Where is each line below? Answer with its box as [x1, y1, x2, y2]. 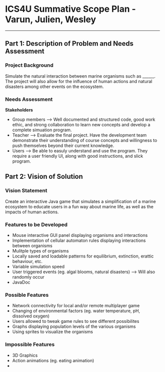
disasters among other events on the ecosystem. [5, 84, 104, 89]
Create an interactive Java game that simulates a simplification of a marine [5, 198, 156, 204]
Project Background [5, 62, 54, 69]
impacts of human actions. [5, 209, 59, 215]
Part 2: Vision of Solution [5, 172, 83, 181]
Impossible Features [5, 341, 55, 348]
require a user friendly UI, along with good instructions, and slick [12, 153, 143, 159]
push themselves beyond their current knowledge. [12, 143, 114, 148]
